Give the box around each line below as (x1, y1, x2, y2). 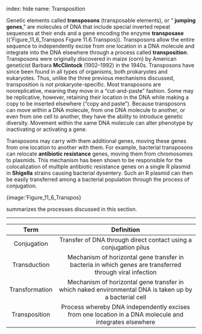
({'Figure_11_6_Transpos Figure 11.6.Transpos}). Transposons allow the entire (6, 36, 195, 43)
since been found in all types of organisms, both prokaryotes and (6, 68, 168, 75)
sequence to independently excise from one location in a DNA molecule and (6, 42, 195, 49)
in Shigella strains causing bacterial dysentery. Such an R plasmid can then (6, 169, 194, 177)
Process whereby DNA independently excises (61, 303, 191, 311)
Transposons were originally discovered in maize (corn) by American (6, 55, 177, 62)
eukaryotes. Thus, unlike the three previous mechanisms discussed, (6, 75, 175, 81)
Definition (111, 225, 140, 234)
